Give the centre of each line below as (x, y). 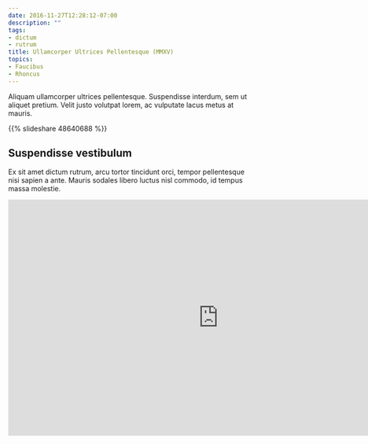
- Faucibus (26, 67)
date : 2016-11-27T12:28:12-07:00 (63, 15)
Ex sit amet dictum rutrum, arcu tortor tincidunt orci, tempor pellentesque (127, 172)
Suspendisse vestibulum (70, 153)
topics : (21, 60)
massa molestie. (35, 189)
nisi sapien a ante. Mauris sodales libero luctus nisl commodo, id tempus (125, 180)
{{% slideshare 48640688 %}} (58, 128)
